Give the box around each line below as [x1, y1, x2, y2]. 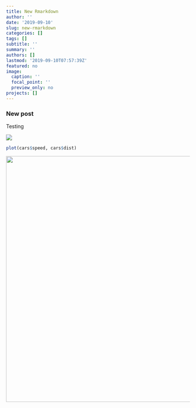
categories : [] [6, 30, 43, 36]
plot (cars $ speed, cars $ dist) [6, 145, 77, 151]
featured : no [6, 63, 38, 69]
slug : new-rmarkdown [6, 25, 57, 31]
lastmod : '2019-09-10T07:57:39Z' [6, 57, 87, 63]
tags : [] [6, 36, 27, 42]
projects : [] [6, 90, 38, 96]
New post [6, 109, 34, 118]
